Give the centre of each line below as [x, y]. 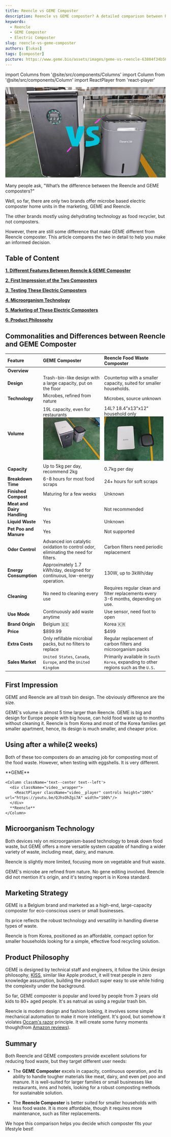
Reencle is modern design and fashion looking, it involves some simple [79, 1011]
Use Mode [18, 614]
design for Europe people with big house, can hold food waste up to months [85, 718]
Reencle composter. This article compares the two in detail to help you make [85, 237]
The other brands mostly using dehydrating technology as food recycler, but [85, 216]
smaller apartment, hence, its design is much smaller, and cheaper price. [81, 729]
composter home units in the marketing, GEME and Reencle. [68, 206]
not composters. [22, 222]
